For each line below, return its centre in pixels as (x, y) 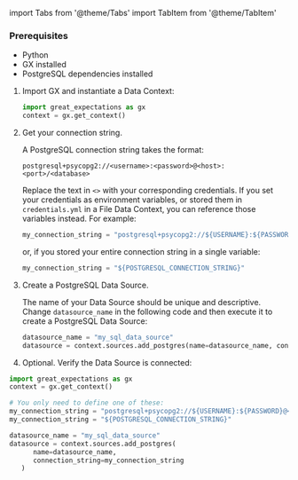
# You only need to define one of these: (87, 403)
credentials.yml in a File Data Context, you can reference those (139, 209)
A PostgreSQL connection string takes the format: (113, 150)
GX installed (44, 65)
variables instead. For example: (79, 219)
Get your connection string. (72, 133)
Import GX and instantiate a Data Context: (98, 91)
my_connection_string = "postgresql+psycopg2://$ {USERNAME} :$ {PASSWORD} (146, 412)
